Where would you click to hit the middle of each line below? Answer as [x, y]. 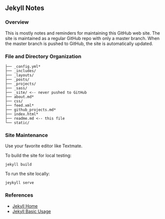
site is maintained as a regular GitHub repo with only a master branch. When [82, 38]
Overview [17, 22]
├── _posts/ [17, 79]
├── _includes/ [21, 71]
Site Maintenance [27, 135]
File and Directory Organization [43, 56]
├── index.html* [22, 114]
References [19, 195]
